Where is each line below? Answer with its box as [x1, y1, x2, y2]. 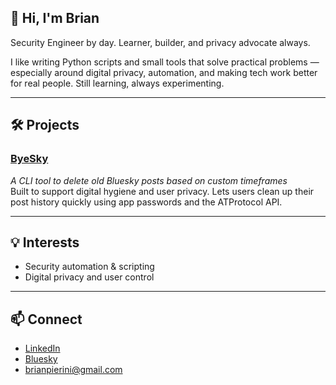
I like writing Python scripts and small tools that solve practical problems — [10, 56, 320, 68]
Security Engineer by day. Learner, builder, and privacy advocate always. [10, 36, 311, 48]
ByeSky [10, 152, 49, 166]
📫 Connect [10, 311, 83, 328]
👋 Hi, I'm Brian [10, 10, 100, 27]
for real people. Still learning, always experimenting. [10, 77, 225, 89]
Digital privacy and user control [24, 271, 155, 283]
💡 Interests [10, 234, 80, 251]
